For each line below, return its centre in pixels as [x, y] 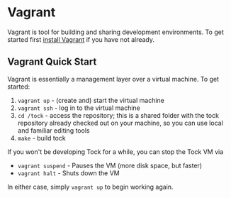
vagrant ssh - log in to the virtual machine [79, 108]
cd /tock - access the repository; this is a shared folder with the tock [118, 115]
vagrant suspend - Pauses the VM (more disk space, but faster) [110, 165]
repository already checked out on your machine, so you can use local [120, 123]
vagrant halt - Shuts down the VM [68, 173]
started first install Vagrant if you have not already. [81, 39]
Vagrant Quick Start [52, 62]
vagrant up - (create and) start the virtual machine [91, 100]
